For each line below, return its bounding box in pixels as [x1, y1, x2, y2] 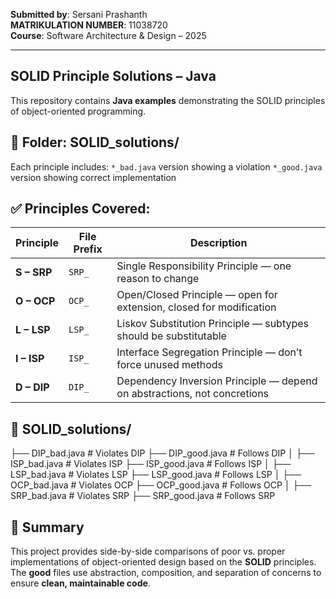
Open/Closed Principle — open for [116, 288, 278, 302]
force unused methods [116, 358, 223, 372]
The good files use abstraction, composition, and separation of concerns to [10, 567, 322, 579]
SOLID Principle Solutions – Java [10, 68, 217, 85]
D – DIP [15, 380, 50, 394]
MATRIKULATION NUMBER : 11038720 [10, 19, 168, 31]
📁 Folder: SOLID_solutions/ [10, 134, 180, 151]
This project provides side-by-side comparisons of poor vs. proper [10, 545, 286, 558]
